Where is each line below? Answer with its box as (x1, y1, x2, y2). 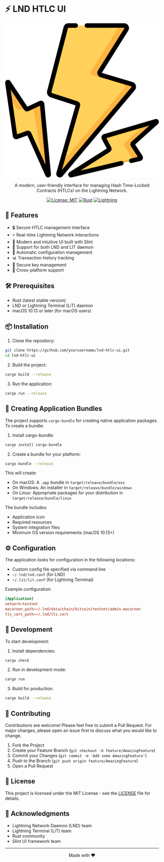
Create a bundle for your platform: (12, 451, 81, 457)
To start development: (5, 638, 50, 644)
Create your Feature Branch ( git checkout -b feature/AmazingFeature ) (12, 747, 156, 753)
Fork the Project (12, 742, 45, 748)
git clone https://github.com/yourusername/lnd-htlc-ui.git (5, 348, 130, 353)
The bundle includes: (5, 505, 48, 511)
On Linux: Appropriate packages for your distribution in (12, 490, 123, 496)
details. (5, 795, 20, 801)
